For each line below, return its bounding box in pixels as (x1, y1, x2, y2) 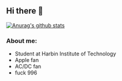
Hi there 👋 (6, 6, 43, 16)
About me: (6, 36, 37, 45)
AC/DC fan (14, 63, 42, 70)
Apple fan (14, 57, 39, 64)
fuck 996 (14, 69, 37, 76)
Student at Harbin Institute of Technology (14, 50, 117, 57)
